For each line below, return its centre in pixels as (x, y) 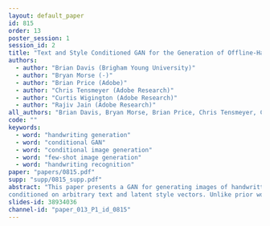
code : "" (23, 120)
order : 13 (25, 30)
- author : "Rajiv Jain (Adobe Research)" (86, 105)
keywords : (25, 127)
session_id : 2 (32, 46)
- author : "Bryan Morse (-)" (64, 75)
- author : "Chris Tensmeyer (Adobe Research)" (95, 90)
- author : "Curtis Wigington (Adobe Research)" (97, 98)
